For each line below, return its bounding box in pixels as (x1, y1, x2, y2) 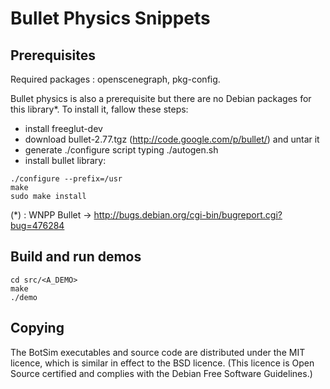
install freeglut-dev (24, 123, 103, 134)
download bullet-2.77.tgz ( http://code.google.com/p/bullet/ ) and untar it (24, 133, 320, 145)
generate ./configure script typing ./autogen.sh (24, 144, 219, 156)
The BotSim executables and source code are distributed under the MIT (10, 346, 306, 358)
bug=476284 (10, 220, 65, 231)
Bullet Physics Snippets (10, 7, 211, 30)
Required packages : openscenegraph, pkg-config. (10, 73, 221, 85)
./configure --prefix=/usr (10, 174, 123, 184)
